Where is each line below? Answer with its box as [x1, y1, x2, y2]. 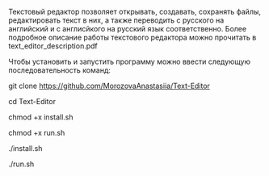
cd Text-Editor [8, 97, 57, 106]
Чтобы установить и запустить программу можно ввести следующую [8, 57, 250, 66]
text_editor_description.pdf [8, 41, 99, 51]
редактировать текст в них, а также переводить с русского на [8, 15, 225, 25]
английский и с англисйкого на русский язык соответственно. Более [8, 24, 247, 33]
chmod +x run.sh [8, 128, 65, 137]
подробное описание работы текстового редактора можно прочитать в [8, 32, 257, 42]
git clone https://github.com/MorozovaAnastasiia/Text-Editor [8, 81, 210, 90]
